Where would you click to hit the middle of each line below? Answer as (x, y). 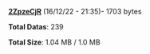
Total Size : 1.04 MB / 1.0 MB (55, 42)
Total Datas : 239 (36, 27)
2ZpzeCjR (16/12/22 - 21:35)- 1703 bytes (75, 12)
